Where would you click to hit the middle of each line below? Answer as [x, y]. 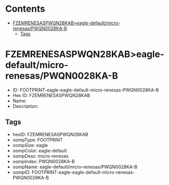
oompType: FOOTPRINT [38, 140]
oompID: [22, 172]
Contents [25, 9]
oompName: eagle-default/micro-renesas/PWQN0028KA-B [75, 167]
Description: [25, 106]
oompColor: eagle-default [40, 150]
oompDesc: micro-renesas [40, 156]
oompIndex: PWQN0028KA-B [44, 161]
